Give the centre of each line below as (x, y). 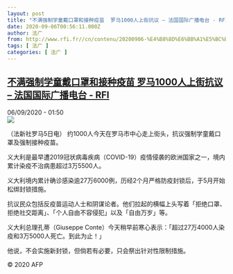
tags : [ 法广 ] (28, 46)
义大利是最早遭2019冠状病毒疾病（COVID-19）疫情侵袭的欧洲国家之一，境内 (116, 157)
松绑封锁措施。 (28, 189)
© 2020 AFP (25, 264)
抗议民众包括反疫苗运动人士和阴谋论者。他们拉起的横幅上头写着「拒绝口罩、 (116, 204)
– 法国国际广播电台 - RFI (58, 95)
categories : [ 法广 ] (37, 53)
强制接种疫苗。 (41, 142)
